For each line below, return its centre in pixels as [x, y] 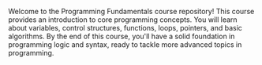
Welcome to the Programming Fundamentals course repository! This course [131, 11]
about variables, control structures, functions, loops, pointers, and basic [125, 28]
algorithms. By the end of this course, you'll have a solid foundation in [122, 36]
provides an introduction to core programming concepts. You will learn [123, 20]
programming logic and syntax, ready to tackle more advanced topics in [125, 45]
